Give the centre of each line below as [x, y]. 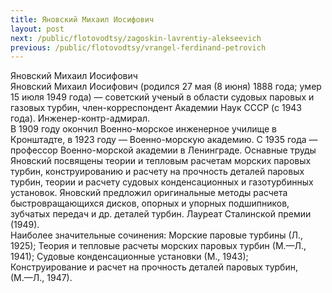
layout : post [37, 29]
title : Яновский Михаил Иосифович [82, 19]
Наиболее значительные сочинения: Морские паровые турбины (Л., [157, 235]
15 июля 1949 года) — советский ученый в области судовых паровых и [162, 97]
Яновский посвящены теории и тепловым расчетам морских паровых [161, 161]
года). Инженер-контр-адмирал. [80, 118]
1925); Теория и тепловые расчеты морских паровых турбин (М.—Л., [158, 246]
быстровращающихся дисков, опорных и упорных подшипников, [150, 203]
